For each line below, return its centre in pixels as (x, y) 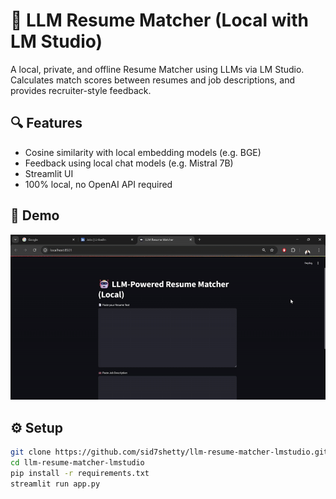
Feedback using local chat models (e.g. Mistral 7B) (129, 163)
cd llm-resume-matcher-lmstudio (77, 462)
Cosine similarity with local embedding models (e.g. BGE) (143, 152)
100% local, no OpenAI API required (98, 184)
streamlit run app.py (55, 484)
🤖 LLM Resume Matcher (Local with (159, 20)
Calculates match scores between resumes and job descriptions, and (153, 80)
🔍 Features (46, 123)
